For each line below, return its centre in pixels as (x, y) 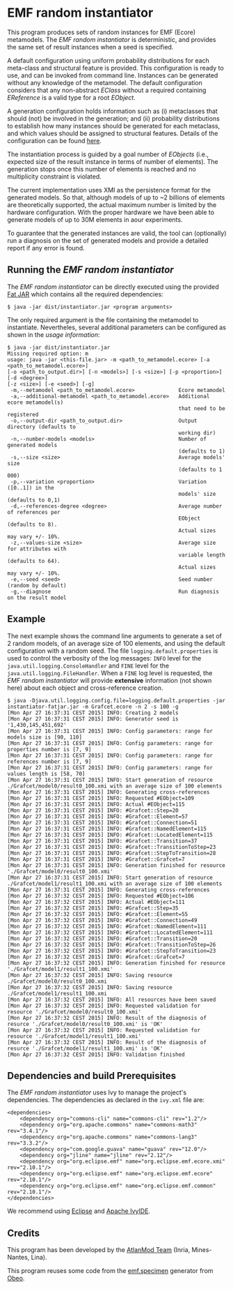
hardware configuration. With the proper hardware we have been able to (111, 212)
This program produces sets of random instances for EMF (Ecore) (102, 32)
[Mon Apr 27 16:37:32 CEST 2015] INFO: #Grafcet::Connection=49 (102, 920)
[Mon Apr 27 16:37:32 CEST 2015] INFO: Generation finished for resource (116, 963)
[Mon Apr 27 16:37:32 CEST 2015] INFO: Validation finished (96, 1055)
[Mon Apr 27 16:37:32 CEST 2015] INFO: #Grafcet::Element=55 (98, 914)
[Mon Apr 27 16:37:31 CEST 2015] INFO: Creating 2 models (93, 713)
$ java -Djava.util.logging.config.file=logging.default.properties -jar (116, 700)
